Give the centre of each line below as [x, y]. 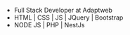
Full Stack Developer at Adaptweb [63, 10]
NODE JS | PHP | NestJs [49, 25]
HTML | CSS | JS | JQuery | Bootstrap [69, 17]
